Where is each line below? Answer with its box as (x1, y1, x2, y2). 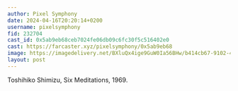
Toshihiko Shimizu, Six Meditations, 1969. (7, 75, 128, 84)
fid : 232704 (7, 30, 42, 37)
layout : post (7, 56, 46, 63)
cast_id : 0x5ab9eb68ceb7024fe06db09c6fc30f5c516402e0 (7, 37, 170, 44)
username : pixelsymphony (7, 23, 81, 30)
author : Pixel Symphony (7, 10, 78, 18)
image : (7, 50, 27, 57)
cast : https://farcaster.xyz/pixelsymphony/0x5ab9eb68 (7, 43, 173, 50)
